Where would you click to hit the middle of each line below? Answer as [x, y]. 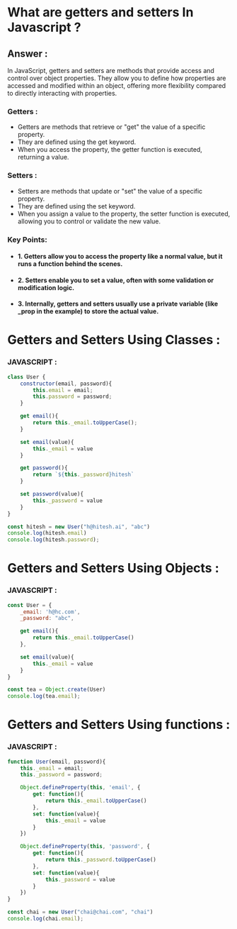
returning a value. [43, 157]
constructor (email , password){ [66, 384]
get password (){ [44, 468]
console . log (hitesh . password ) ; [53, 540]
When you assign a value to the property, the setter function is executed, [124, 213]
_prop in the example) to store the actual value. [88, 311]
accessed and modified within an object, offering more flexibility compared [117, 85]
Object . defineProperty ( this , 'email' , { [80, 788]
